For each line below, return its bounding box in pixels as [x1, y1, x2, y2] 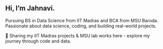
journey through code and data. [5, 38, 71, 44]
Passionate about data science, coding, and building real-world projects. [5, 23, 157, 29]
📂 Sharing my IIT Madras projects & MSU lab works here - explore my [5, 32, 150, 38]
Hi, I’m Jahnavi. [5, 4, 55, 13]
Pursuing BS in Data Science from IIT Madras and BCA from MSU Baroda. [5, 17, 158, 23]
